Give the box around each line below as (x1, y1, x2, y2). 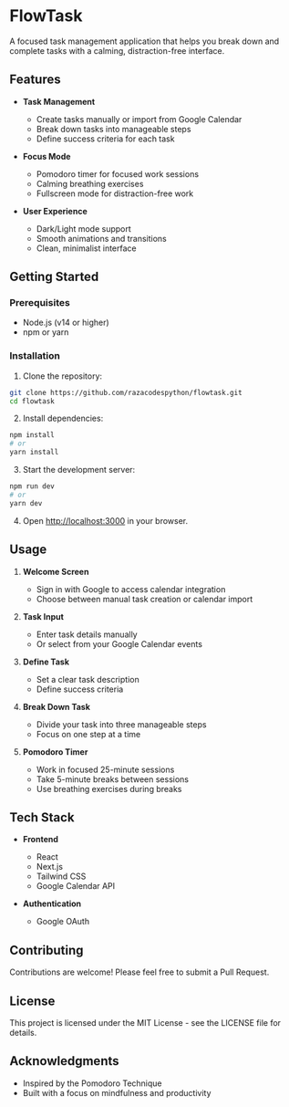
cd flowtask (9, 396, 55, 406)
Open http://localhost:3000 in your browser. (22, 515, 189, 526)
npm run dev (9, 482, 55, 491)
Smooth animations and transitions (36, 233, 167, 244)
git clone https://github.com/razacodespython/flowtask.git (9, 388, 243, 397)
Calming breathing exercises (36, 178, 144, 189)
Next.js (36, 862, 64, 872)
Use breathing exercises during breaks (36, 783, 182, 794)
